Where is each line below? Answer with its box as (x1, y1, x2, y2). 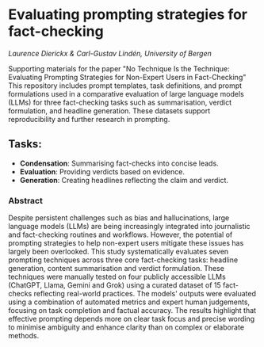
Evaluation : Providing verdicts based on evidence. (19, 166, 185, 176)
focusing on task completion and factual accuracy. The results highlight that (8, 306, 256, 315)
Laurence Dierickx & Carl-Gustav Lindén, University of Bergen (8, 48, 212, 58)
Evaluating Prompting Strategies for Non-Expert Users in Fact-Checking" (8, 72, 247, 82)
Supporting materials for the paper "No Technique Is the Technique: (8, 63, 230, 73)
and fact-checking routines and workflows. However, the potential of (8, 230, 233, 239)
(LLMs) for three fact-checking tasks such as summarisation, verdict (8, 97, 232, 107)
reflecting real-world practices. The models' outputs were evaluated (33, 289, 256, 299)
